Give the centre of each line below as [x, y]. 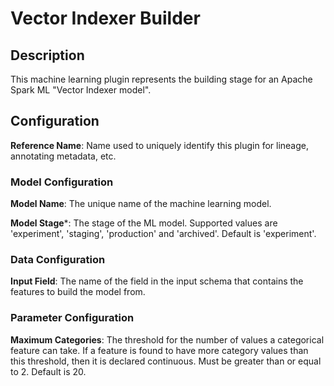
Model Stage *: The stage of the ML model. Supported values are [144, 223]
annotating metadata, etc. [63, 156]
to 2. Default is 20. [48, 371]
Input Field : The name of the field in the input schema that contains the [157, 281]
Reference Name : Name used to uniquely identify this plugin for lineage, [160, 145]
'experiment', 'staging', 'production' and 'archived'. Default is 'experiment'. [163, 234]
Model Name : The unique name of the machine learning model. [141, 204]
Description [47, 55]
